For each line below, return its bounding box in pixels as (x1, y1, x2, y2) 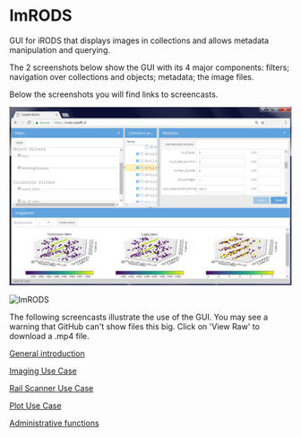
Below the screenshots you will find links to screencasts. (9, 89, 219, 100)
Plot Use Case (9, 400, 62, 411)
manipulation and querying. (9, 44, 110, 55)
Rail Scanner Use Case (9, 382, 94, 393)
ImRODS (9, 5, 73, 26)
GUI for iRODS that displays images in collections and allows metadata (9, 35, 270, 46)
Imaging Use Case (9, 365, 78, 376)
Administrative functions (9, 417, 100, 428)
